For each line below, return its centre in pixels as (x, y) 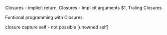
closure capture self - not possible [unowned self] (57, 27)
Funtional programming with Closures (44, 17)
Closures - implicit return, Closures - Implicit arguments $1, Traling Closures (83, 8)
